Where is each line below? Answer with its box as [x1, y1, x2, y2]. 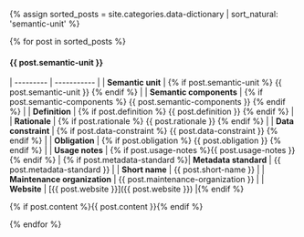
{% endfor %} [9, 219, 62, 230]
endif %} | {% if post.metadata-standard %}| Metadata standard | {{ [22, 155, 281, 166]
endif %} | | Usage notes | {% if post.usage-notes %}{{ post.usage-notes [9, 145, 287, 156]
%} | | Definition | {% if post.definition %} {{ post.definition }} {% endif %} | [9, 106, 295, 118]
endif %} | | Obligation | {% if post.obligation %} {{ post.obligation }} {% [9, 135, 282, 146]
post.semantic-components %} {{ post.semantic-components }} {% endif [9, 97, 286, 108]
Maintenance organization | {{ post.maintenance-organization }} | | [9, 174, 265, 185]
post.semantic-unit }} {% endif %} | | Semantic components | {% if [9, 87, 263, 98]
